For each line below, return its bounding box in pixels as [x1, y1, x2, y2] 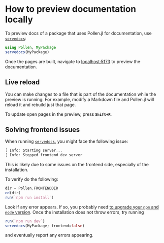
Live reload [5, 78, 40, 87]
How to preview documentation [5, 3, 136, 15]
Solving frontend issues [5, 125, 80, 134]
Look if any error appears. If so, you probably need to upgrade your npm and [5, 204, 159, 210]
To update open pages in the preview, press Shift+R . [5, 111, 112, 117]
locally [5, 14, 33, 25]
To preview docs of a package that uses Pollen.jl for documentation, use [5, 30, 152, 36]
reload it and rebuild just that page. [5, 102, 76, 107]
